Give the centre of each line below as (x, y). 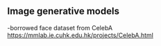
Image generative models (63, 11)
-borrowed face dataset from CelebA (60, 27)
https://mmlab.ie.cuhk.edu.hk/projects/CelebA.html (80, 35)
